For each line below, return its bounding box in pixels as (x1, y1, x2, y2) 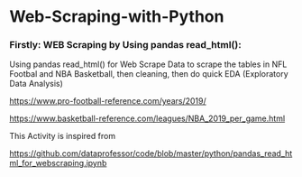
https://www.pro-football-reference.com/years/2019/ (9, 96, 207, 107)
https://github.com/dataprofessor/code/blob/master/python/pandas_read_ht (9, 148, 293, 159)
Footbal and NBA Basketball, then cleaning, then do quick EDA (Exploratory (9, 69, 288, 79)
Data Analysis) (9, 79, 63, 89)
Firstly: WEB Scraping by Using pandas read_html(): (9, 39, 242, 51)
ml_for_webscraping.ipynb (9, 158, 107, 169)
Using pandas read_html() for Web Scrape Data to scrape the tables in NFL (9, 59, 288, 70)
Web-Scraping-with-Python (9, 6, 224, 27)
